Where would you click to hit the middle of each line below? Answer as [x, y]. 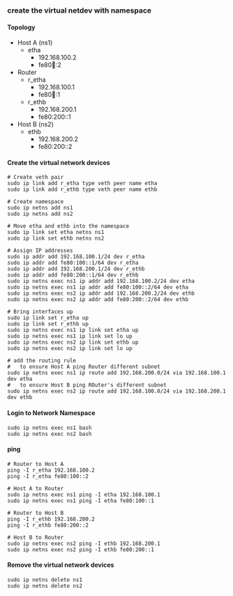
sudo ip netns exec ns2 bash [50, 434]
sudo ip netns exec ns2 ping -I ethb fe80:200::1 [81, 550]
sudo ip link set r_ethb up [48, 324]
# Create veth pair [36, 177]
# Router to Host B [36, 513]
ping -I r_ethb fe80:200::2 [48, 525]
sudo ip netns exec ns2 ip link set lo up [70, 349]
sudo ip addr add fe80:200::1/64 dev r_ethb [73, 275]
